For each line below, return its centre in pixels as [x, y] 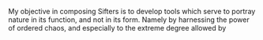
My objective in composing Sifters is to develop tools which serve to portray [132, 11]
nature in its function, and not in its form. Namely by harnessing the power [129, 20]
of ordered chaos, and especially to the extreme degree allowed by [117, 28]
